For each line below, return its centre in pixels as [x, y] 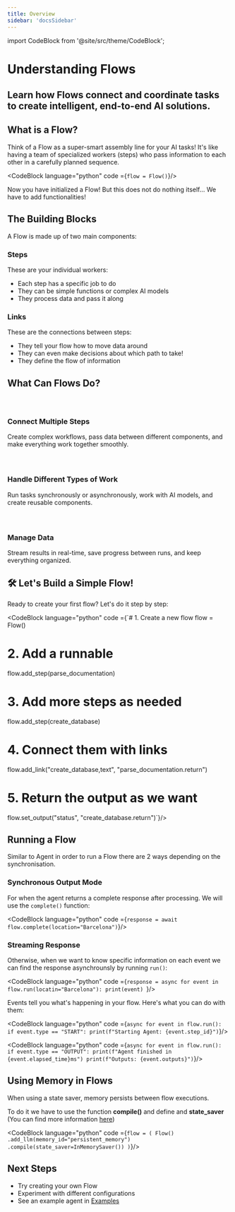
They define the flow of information [69, 361]
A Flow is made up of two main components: [72, 236]
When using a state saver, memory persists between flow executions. [108, 1098]
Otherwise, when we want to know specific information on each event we [114, 960]
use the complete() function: [49, 905]
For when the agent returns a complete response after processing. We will [115, 898]
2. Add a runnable [60, 653]
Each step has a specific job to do [67, 284]
